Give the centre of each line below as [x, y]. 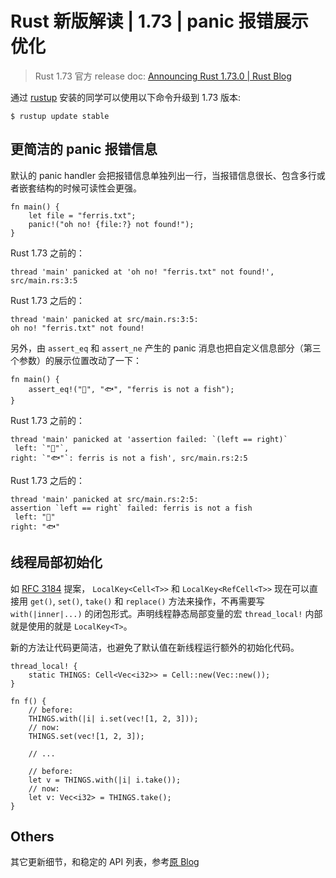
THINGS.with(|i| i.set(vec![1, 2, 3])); [113, 718]
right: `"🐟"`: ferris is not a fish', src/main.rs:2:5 [129, 458]
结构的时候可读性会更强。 [89, 188]
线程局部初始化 [56, 562]
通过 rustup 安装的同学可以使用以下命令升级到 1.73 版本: [126, 97]
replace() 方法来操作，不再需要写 [195, 601]
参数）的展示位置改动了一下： [80, 360]
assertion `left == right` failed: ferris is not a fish [131, 508]
